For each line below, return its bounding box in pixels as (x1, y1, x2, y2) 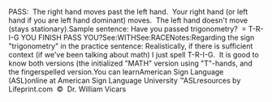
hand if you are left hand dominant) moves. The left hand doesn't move (8, 15, 248, 25)
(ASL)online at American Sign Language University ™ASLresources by (8, 76, 241, 85)
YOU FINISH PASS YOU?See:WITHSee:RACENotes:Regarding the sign (20, 32, 255, 42)
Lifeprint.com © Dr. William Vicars (8, 84, 127, 94)
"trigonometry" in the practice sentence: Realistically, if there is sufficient (8, 41, 253, 51)
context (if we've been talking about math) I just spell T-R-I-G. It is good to (8, 50, 260, 59)
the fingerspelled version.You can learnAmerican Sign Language (8, 67, 224, 76)
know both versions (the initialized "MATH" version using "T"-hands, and (8, 58, 253, 68)
